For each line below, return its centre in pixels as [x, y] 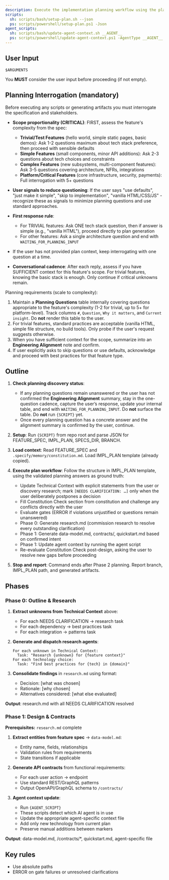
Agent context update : [36, 798]
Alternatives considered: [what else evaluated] [68, 694]
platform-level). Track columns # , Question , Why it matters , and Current [87, 313]
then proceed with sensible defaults [57, 148]
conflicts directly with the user [51, 507]
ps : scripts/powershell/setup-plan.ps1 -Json [58, 24]
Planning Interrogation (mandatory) [62, 95]
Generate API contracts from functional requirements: [69, 768]
